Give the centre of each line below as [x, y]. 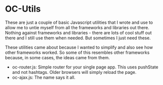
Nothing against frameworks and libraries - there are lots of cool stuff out [78, 33]
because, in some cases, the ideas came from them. [58, 57]
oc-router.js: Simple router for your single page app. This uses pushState [85, 67]
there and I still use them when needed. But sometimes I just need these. [78, 38]
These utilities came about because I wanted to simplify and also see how [79, 47]
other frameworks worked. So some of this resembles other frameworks [77, 52]
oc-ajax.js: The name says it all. [44, 77]
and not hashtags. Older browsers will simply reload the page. [74, 72]
